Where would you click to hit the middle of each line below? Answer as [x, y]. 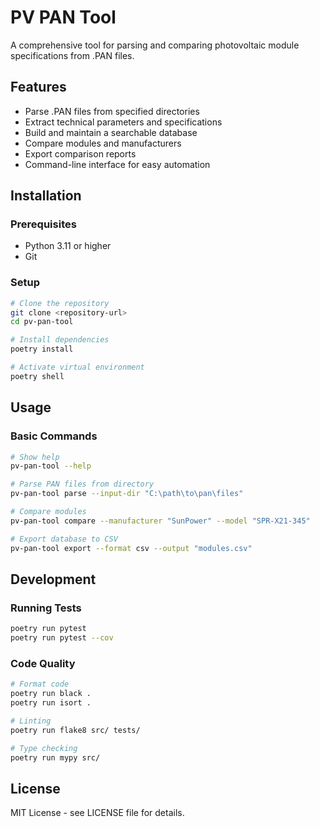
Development [53, 579]
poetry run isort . [51, 703]
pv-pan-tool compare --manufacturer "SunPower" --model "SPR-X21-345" [160, 521]
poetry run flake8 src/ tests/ [75, 730]
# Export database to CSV [64, 539]
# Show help [35, 457]
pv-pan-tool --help [51, 466]
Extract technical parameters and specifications [123, 122]
